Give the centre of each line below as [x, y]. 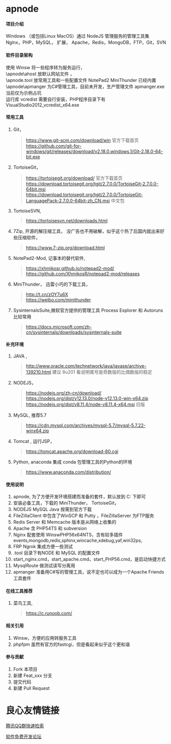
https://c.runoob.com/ [49, 613]
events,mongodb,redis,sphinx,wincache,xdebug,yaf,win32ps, [78, 541]
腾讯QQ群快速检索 [25, 726]
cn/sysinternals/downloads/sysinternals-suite [74, 332]
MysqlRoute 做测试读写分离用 [44, 566]
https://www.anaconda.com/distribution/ [68, 472]
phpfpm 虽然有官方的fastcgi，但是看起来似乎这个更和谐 [72, 644]
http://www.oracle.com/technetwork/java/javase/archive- [86, 366]
